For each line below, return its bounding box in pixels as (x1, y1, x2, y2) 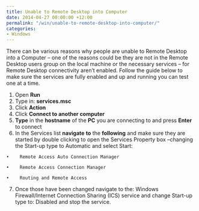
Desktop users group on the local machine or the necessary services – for (6, 61, 190, 68)
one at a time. (6, 79, 40, 87)
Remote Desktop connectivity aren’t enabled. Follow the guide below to (6, 67, 183, 74)
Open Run (14, 91, 41, 99)
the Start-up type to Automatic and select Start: (14, 142, 133, 150)
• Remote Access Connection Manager (6, 165, 106, 171)
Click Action (14, 104, 46, 111)
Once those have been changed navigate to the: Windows (14, 186, 159, 193)
